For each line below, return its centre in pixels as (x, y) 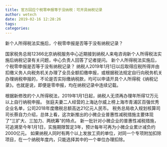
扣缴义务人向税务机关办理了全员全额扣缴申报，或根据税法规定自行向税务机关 (84, 72)
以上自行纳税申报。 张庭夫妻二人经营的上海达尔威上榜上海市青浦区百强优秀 (82, 102)
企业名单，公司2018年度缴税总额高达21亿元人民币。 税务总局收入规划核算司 (83, 108)
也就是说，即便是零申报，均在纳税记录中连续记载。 (68, 85)
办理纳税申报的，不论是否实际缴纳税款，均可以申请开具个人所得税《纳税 (79, 79)
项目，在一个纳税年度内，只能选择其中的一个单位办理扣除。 (66, 139)
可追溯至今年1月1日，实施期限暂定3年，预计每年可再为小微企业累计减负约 (81, 127)
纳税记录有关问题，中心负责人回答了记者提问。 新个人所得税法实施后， (86, 60)
